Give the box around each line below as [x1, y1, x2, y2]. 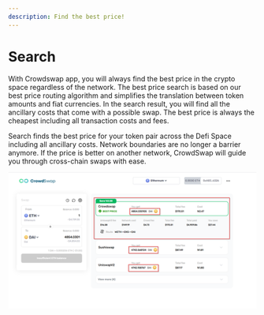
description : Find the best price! [8, 13, 125, 21]
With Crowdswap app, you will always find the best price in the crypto [8, 73, 236, 83]
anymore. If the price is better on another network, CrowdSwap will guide [8, 148, 247, 157]
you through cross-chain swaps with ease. [8, 156, 147, 166]
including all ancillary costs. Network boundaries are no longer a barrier [8, 139, 241, 149]
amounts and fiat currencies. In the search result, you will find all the [8, 99, 231, 108]
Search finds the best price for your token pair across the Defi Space [8, 131, 232, 141]
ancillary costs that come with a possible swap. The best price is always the [8, 107, 255, 117]
